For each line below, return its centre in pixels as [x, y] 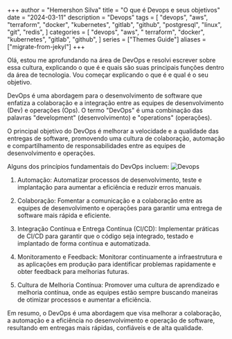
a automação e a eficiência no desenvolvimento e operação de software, [111, 320]
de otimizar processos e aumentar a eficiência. [84, 300]
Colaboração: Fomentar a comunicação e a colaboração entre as [110, 201]
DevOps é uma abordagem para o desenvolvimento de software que [105, 95]
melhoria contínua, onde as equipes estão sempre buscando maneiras [117, 292]
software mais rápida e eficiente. [64, 215]
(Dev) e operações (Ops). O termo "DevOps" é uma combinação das [105, 110]
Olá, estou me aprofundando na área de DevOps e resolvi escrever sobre [111, 60]
